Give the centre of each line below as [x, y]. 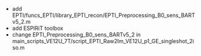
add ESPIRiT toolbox [38, 28]
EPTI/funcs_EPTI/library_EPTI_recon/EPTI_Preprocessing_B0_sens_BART [104, 15]
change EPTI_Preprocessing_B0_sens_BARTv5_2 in [76, 35]
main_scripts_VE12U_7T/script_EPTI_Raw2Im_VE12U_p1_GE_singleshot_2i [103, 41]
